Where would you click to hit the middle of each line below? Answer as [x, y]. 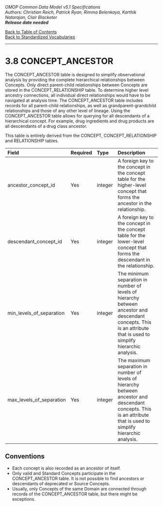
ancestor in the [135, 203]
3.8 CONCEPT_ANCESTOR [59, 61]
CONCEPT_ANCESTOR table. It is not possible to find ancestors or [78, 478]
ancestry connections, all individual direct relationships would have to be [78, 95]
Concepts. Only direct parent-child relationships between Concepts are [76, 85]
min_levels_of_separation [36, 313]
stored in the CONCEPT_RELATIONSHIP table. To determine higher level [77, 90]
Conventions [25, 456]
